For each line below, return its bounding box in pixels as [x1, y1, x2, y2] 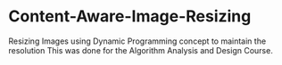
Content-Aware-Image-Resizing [8, 6, 252, 27]
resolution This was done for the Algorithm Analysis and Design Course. [8, 45, 273, 55]
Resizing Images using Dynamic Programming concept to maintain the [8, 36, 267, 46]
